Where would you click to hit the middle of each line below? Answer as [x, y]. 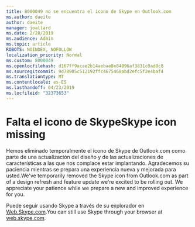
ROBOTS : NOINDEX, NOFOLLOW [39, 50]
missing [26, 134]
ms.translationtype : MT [35, 77]
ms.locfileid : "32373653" [37, 93]
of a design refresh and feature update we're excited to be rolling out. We [95, 181]
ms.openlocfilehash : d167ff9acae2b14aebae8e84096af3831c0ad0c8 [85, 66]
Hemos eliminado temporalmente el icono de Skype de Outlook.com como [96, 150]
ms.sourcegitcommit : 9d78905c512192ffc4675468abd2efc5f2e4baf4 [85, 71]
